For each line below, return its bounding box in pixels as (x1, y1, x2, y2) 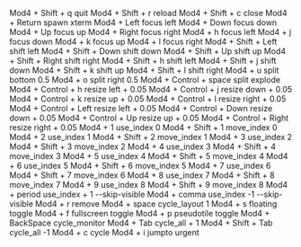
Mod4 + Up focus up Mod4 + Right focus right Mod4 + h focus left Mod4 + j (9, 27, 292, 37)
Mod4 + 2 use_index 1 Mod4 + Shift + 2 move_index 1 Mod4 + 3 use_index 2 (9, 132, 293, 142)
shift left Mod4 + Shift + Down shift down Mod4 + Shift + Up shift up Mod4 (9, 46, 287, 57)
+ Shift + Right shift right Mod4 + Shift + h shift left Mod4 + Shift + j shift (9, 56, 277, 66)
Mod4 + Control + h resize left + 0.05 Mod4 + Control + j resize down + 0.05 (9, 84, 293, 94)
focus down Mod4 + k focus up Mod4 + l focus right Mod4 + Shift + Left (9, 36, 278, 47)
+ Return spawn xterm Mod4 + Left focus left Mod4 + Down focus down (9, 17, 278, 28)
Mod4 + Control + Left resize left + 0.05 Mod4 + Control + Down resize (9, 103, 273, 113)
